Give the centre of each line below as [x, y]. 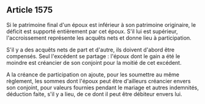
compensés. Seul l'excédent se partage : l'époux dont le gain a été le [93, 56]
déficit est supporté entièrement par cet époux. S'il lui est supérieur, [92, 31]
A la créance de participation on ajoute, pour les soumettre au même [93, 74]
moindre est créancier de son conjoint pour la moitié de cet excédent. [94, 62]
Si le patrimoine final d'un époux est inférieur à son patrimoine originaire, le [101, 24]
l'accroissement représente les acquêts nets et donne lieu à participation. [99, 38]
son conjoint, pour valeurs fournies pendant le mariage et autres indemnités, [102, 87]
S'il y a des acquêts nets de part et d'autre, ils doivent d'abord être [91, 50]
